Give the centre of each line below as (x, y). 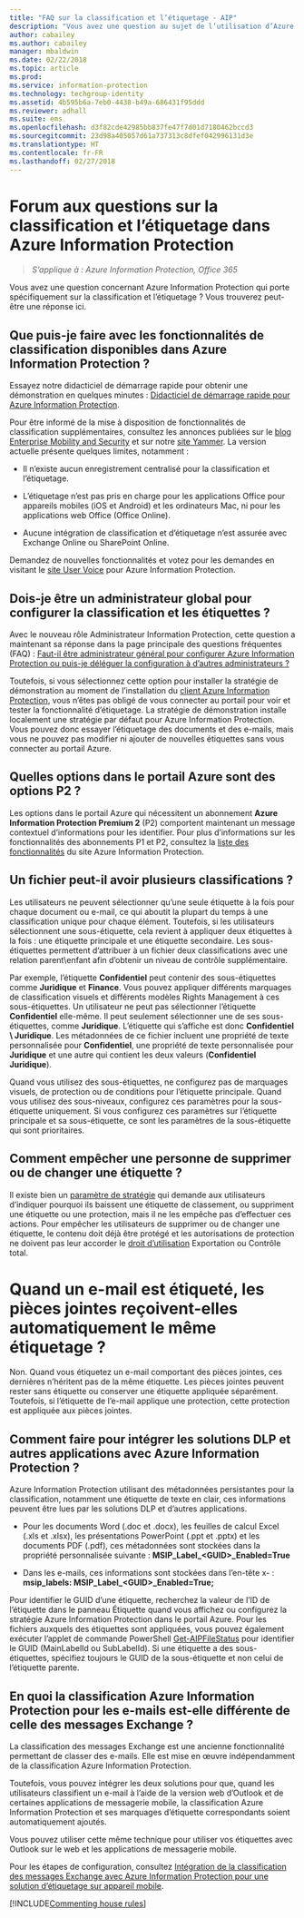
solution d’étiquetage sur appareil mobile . (87, 1886)
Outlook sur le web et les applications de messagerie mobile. (123, 1849)
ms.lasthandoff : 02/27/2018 (63, 161)
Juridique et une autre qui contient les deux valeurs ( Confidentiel (133, 1055)
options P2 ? (45, 791)
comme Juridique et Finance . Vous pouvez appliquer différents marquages (151, 987)
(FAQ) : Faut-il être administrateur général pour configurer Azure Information (152, 654)
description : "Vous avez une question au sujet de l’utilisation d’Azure (152, 26)
